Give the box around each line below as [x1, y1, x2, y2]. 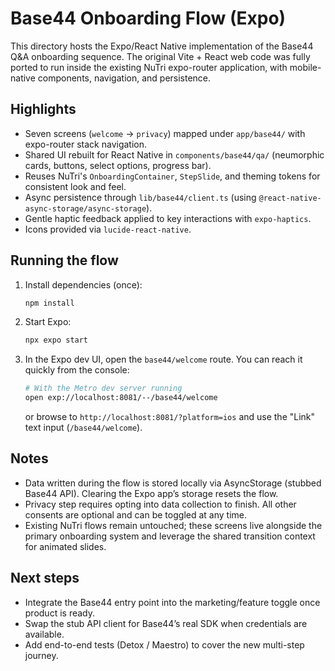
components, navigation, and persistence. [37, 72, 212, 84]
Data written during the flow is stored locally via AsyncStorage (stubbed [24, 477, 322, 489]
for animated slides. [24, 540, 107, 552]
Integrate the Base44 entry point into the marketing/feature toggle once [24, 596, 321, 608]
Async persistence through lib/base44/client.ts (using [24, 191, 257, 203]
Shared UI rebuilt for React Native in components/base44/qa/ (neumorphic [24, 148, 325, 161]
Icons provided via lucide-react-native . [24, 223, 192, 235]
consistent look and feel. [24, 180, 127, 192]
